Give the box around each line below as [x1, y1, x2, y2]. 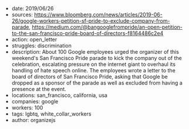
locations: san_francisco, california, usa [11, 92, 107, 99]
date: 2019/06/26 [11, 5, 54, 12]
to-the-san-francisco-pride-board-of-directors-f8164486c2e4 [11, 30, 164, 37]
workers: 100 [11, 104, 43, 111]
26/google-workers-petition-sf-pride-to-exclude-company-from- [11, 18, 170, 24]
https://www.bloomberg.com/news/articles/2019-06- [34, 11, 163, 18]
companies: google [11, 98, 59, 104]
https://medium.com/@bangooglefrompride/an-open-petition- [32, 23, 183, 30]
